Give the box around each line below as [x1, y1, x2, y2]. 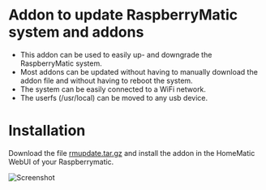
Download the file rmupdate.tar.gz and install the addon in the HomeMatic [8, 148, 255, 158]
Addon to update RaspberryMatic [8, 6, 238, 24]
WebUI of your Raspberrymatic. [8, 157, 114, 166]
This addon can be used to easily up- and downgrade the [19, 50, 212, 59]
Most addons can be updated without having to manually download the [19, 67, 258, 76]
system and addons [8, 23, 144, 41]
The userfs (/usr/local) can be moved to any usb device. [19, 93, 208, 102]
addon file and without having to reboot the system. [19, 76, 193, 85]
